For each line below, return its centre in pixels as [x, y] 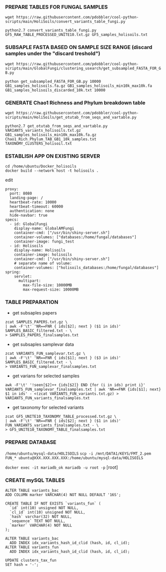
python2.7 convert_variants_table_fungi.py [51, 30]
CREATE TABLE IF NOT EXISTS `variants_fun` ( [53, 504]
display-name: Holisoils [40, 251]
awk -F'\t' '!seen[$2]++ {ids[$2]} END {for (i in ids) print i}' [75, 385]
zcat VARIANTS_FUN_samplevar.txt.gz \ [45, 354]
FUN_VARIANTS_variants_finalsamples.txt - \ [52, 425]
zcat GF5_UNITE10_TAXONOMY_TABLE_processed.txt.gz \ [61, 417]
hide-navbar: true [29, 216]
